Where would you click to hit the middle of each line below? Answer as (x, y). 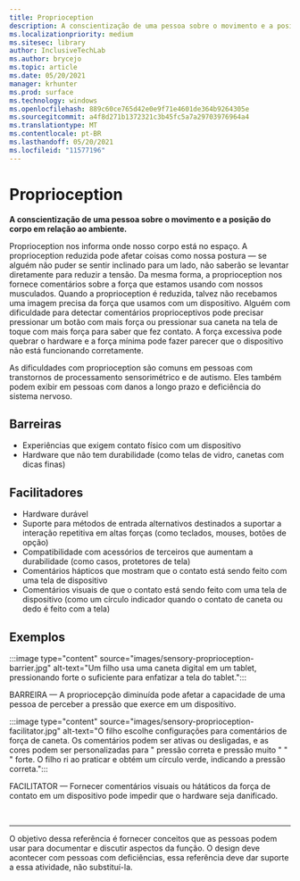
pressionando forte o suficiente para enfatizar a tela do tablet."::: (128, 677)
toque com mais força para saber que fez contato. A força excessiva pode (146, 331)
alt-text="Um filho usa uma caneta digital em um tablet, (155, 668)
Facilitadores (46, 492)
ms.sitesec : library (48, 42)
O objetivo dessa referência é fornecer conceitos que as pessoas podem (143, 839)
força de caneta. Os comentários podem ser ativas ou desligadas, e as (139, 740)
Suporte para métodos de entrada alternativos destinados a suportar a (152, 524)
